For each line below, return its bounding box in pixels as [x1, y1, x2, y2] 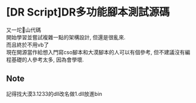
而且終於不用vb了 [6, 41, 49, 48]
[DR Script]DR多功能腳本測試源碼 [6, 5, 170, 19]
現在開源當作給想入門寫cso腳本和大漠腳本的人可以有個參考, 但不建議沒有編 [6, 48, 191, 55]
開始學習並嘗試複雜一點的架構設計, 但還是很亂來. [6, 33, 126, 40]
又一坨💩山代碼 [6, 26, 42, 33]
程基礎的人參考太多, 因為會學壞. [6, 56, 85, 63]
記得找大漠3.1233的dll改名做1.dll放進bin [6, 90, 102, 97]
